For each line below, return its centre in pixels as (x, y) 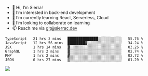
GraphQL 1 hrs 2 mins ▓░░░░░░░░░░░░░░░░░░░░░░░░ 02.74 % (74, 51)
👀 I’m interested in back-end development (54, 13)
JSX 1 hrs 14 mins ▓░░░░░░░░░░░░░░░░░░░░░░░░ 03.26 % (74, 47)
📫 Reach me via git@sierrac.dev (45, 28)
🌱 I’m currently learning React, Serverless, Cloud (60, 18)
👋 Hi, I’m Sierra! (27, 7)
